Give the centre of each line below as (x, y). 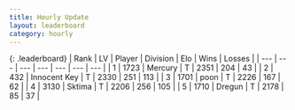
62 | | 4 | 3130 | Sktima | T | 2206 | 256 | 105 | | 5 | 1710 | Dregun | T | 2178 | (147, 87)
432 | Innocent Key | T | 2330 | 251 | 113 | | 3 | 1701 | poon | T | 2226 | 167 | (145, 77)
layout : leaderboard (47, 26)
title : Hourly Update (49, 17)
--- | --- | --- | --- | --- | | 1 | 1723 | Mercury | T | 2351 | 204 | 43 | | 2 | (146, 68)
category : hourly (41, 33)
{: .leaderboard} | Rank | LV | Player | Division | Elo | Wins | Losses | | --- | (143, 59)
